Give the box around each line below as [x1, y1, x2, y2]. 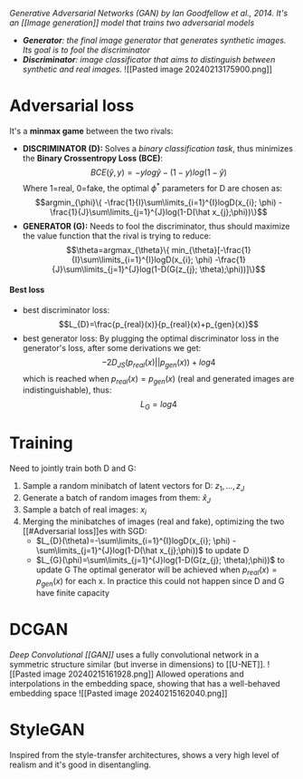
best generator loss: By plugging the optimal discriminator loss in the [22, 333, 279, 344]
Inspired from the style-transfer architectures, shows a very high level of [9, 749, 279, 760]
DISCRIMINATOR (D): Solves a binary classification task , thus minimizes [22, 142, 294, 153]
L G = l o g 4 [139, 399, 178, 412]
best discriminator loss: [22, 304, 110, 316]
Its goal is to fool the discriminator [22, 44, 151, 55]
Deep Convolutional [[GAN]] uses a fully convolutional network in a [9, 649, 260, 660]
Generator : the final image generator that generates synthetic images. [22, 35, 287, 45]
